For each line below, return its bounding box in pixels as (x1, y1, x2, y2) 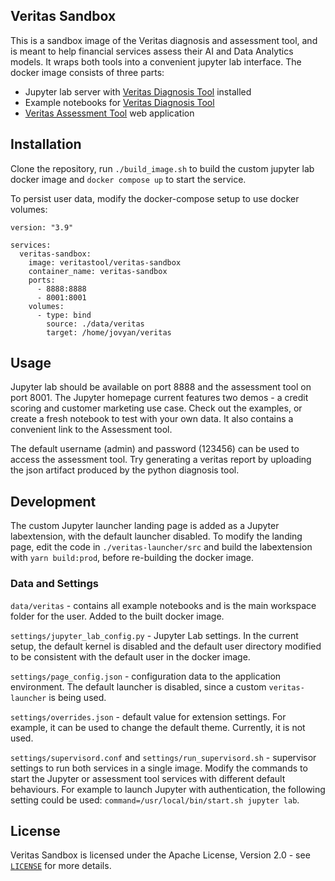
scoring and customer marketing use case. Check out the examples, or (10, 402, 303, 414)
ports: (28, 275, 56, 285)
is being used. (48, 691, 107, 703)
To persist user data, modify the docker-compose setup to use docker (10, 192, 300, 204)
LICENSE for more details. (10, 860, 112, 872)
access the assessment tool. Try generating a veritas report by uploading (10, 454, 312, 466)
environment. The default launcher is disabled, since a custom (10, 680, 267, 693)
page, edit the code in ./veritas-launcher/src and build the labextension (10, 541, 313, 553)
